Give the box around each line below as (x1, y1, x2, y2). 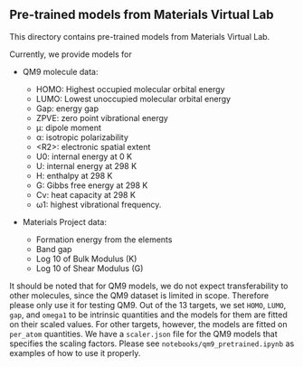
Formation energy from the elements (35, 234, 173, 245)
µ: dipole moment (35, 122, 102, 133)
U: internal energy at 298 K (35, 160, 137, 171)
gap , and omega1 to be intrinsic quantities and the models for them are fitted (9, 309, 288, 320)
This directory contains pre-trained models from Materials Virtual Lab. (9, 31, 270, 42)
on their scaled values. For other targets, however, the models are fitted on (9, 318, 288, 329)
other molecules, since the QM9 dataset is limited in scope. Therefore (9, 289, 270, 301)
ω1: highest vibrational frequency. (35, 199, 162, 210)
